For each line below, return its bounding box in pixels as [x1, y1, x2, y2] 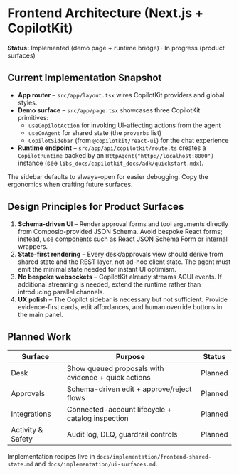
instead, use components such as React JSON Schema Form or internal [17, 235, 228, 243]
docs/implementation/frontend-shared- [96, 454, 212, 461]
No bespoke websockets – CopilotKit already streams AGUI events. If [17, 272, 223, 281]
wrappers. [17, 242, 48, 250]
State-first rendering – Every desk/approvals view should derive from [17, 250, 223, 258]
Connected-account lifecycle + [66, 405, 172, 415]
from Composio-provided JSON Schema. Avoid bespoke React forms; [17, 227, 223, 235]
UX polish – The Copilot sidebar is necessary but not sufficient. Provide [17, 295, 228, 304]
